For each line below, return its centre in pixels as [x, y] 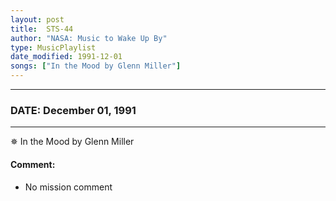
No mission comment [68, 187]
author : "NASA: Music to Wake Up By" [89, 38]
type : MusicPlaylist [53, 47]
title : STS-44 [42, 29]
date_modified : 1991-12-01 [66, 57]
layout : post [37, 19]
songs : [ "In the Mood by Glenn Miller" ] [96, 66]
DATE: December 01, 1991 [73, 110]
